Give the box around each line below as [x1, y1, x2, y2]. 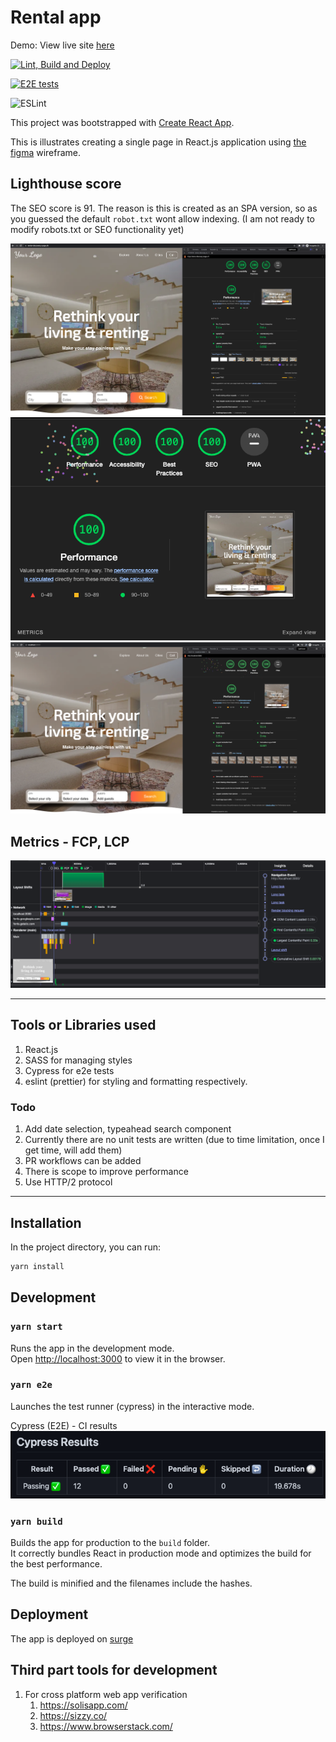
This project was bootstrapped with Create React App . [10, 116, 235, 128]
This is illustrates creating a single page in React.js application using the [10, 136, 307, 148]
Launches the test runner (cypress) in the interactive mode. [10, 1400, 255, 1412]
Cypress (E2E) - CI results [10, 1419, 118, 1431]
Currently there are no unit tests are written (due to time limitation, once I [24, 1134, 325, 1146]
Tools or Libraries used [10, 1017, 157, 1034]
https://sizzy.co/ [39, 1709, 108, 1721]
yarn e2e [10, 1379, 53, 1391]
